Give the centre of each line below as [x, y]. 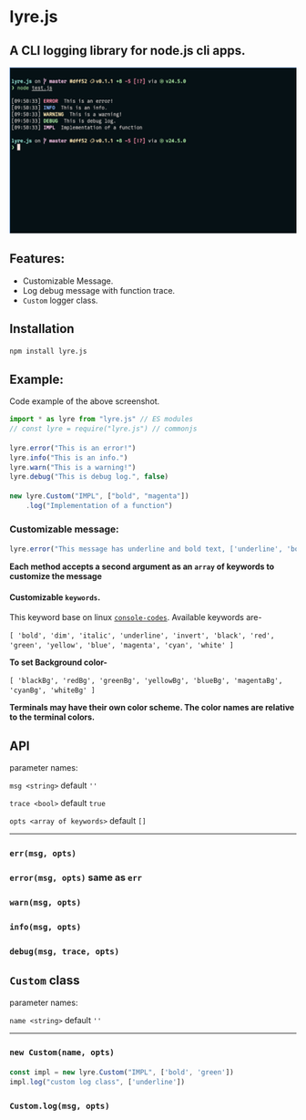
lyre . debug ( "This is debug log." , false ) [89, 477]
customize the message [56, 576]
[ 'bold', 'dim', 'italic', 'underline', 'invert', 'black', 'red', [142, 636]
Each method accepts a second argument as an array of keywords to [142, 566]
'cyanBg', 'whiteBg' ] [52, 690]
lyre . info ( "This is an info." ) [69, 458]
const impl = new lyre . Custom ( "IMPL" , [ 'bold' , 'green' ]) [122, 1072]
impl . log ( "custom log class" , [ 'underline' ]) [97, 1082]
